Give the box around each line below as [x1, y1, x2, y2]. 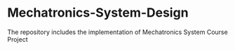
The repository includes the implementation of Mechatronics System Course [7, 28, 228, 36]
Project [7, 35, 28, 43]
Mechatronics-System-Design [7, 5, 189, 21]
